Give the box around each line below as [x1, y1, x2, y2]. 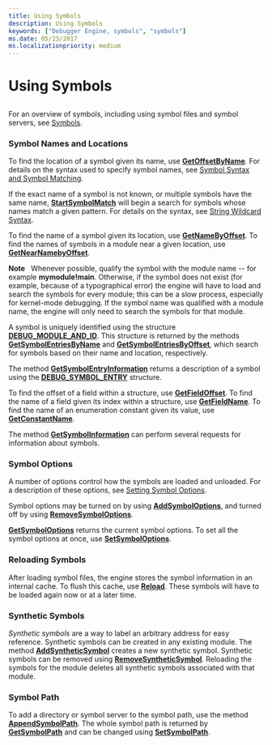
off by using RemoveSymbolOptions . [8, 509, 134, 519]
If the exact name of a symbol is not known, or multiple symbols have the [8, 189, 253, 198]
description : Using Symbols [8, 19, 104, 28]
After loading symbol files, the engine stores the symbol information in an [8, 573, 253, 582]
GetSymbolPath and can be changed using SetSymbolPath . [8, 727, 210, 737]
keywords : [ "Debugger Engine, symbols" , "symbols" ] [8, 27, 186, 35]
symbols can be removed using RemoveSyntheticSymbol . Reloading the [8, 653, 253, 664]
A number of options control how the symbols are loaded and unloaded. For [8, 477, 261, 487]
